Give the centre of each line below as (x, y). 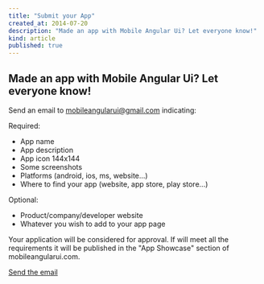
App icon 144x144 (50, 158)
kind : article (32, 38)
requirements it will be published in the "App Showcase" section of (119, 248)
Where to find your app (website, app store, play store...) (114, 184)
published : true (35, 46)
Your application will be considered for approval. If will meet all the (119, 239)
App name (37, 141)
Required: (25, 126)
